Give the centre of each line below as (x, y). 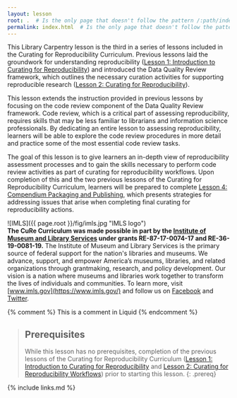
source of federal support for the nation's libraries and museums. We (108, 253)
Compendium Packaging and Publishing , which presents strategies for (109, 194)
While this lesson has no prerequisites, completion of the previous (120, 351)
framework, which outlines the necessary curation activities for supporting (116, 77)
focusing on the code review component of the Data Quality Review (105, 106)
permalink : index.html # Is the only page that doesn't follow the (110, 27)
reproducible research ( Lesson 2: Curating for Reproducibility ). (99, 85)
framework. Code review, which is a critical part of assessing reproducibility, (119, 113)
